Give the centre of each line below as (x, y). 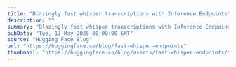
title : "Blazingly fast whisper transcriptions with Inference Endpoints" (119, 14)
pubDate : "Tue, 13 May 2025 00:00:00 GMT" (70, 33)
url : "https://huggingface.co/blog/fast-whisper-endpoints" (97, 46)
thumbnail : (23, 53)
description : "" (31, 20)
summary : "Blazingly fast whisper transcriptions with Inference (105, 27)
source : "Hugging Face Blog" (50, 40)
